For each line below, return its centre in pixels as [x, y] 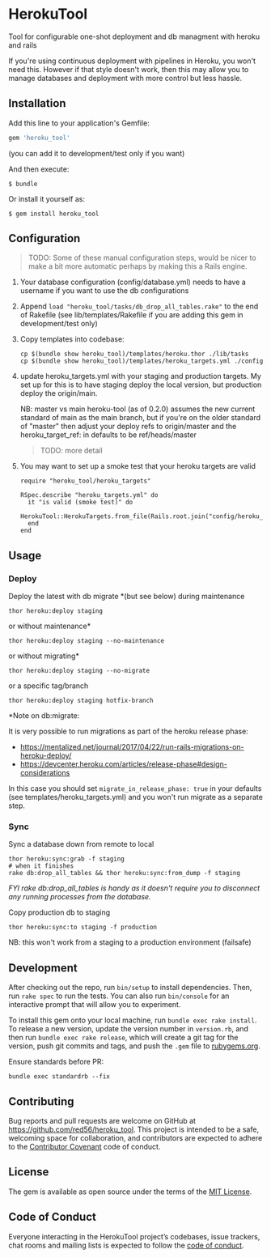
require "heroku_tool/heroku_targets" [85, 481]
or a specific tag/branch [49, 686]
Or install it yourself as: [47, 198]
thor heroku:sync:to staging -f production [83, 928]
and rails [23, 45]
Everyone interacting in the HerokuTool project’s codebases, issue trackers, [134, 1236]
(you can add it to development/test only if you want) [97, 153]
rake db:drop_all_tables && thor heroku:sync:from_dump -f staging [125, 873]
